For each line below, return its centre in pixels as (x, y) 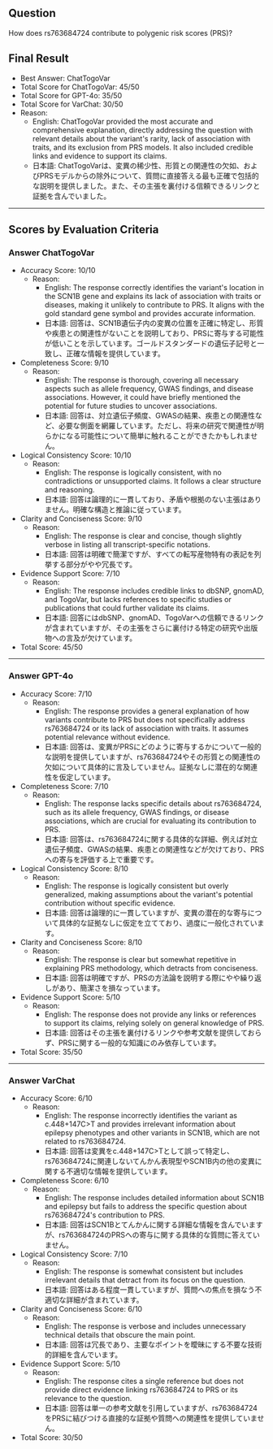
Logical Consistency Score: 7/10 (74, 1254)
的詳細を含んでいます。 (83, 1354)
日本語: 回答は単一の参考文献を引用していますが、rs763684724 (151, 1408)
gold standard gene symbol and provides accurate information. (150, 314)
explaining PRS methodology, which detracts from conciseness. (151, 968)
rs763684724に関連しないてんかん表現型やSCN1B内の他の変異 (149, 1161)
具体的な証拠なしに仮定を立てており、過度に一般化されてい (158, 922)
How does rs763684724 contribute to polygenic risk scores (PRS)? (121, 33)
